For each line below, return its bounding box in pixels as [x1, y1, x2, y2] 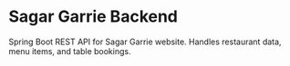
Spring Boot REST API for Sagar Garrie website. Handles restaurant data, [8, 36, 282, 47]
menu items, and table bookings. [8, 45, 131, 56]
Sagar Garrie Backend [8, 6, 179, 27]
